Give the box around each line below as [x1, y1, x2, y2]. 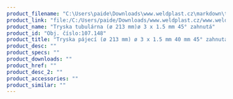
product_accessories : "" [6, 75, 79, 82]
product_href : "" [6, 62, 57, 69]
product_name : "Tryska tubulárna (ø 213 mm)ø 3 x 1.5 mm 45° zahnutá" [6, 23, 216, 30]
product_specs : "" [6, 49, 60, 56]
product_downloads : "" [6, 56, 72, 63]
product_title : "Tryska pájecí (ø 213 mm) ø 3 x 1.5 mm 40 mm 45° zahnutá [6, 36, 228, 43]
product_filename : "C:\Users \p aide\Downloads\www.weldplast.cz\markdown [6, 10, 222, 17]
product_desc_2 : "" [6, 68, 63, 75]
